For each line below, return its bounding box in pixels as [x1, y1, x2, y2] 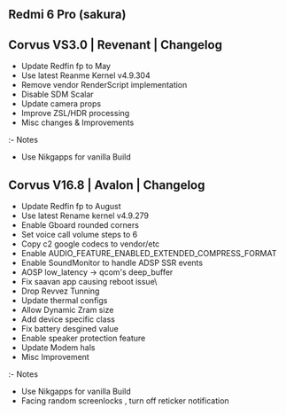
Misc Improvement [20, 352, 89, 363]
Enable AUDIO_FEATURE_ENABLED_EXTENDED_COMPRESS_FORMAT [20, 248, 277, 259]
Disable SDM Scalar [20, 89, 94, 100]
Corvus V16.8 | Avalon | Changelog [8, 177, 205, 192]
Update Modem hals [20, 342, 96, 353]
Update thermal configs [20, 295, 108, 306]
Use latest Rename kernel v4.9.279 [20, 210, 150, 221]
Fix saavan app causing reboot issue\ [20, 277, 158, 287]
